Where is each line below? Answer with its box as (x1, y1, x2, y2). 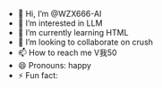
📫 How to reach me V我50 (17, 47, 118, 58)
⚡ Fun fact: (17, 70, 58, 80)
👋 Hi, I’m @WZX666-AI (17, 9, 102, 19)
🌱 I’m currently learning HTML (17, 28, 129, 37)
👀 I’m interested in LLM (17, 18, 103, 28)
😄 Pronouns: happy (17, 60, 92, 70)
